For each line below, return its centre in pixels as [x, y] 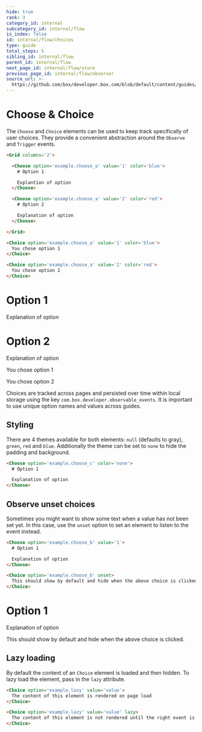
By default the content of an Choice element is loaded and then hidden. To [98, 672]
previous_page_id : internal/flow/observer [60, 74]
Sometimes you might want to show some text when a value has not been [97, 519]
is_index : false [26, 34]
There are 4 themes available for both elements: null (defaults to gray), [95, 439]
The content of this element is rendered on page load [82, 696]
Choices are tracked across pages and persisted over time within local [93, 393]
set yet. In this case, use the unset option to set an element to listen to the [97, 525]
